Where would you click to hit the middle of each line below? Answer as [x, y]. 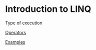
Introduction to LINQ [48, 9]
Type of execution [24, 23]
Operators [16, 32]
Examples [15, 42]
